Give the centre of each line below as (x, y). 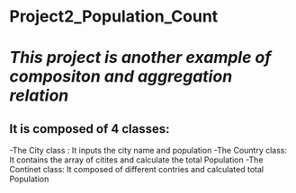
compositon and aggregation (121, 77)
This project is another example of (140, 58)
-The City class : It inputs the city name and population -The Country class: (148, 151)
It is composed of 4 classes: (90, 129)
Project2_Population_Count (114, 17)
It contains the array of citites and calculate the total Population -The (136, 160)
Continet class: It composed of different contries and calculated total (136, 170)
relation (39, 96)
